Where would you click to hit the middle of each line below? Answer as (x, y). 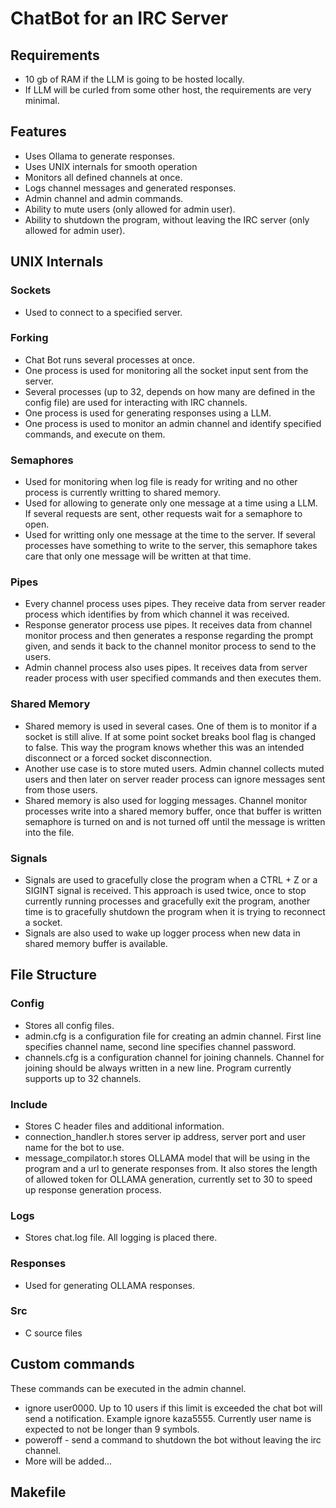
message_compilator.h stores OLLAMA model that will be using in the (167, 1158)
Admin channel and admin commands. (104, 198)
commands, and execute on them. (95, 434)
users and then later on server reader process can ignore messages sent (175, 779)
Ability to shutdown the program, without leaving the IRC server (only (167, 219)
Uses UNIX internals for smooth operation (111, 166)
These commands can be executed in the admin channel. (128, 1388)
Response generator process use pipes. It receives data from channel (168, 625)
